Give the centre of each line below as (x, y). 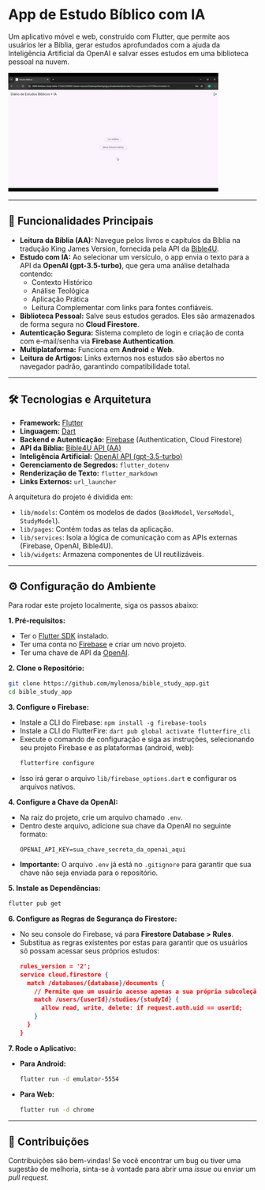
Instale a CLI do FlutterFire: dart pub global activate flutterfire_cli (135, 731)
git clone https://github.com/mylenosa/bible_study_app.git (109, 684)
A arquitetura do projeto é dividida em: (71, 497)
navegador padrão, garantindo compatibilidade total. (105, 366)
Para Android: (43, 1063)
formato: (34, 834)
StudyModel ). (40, 521)
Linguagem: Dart (48, 431)
